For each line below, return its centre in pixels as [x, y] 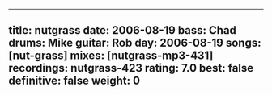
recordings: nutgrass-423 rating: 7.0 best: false [131, 68]
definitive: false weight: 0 [74, 81]
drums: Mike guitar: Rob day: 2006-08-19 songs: [135, 43]
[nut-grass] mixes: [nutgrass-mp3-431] [111, 56]
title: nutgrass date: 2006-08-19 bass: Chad [123, 30]
